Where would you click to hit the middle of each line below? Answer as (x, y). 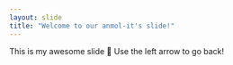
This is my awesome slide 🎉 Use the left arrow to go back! (117, 51)
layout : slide (36, 17)
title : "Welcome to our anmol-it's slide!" (92, 26)
